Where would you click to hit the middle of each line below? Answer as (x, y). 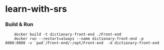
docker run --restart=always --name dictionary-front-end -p (79, 39)
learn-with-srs (36, 9)
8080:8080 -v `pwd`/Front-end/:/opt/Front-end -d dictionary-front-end (82, 43)
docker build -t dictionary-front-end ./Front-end (68, 35)
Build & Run (19, 25)
